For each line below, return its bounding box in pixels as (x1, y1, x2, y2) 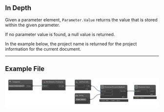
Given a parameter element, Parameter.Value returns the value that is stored (5, 17, 158, 22)
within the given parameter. (5, 22, 60, 28)
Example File (5, 65, 45, 73)
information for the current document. (5, 46, 82, 52)
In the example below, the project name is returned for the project (5, 41, 137, 47)
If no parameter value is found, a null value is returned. (5, 31, 115, 37)
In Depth (5, 4, 32, 12)
